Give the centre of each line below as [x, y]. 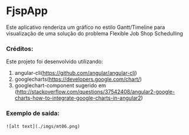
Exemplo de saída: [33, 113]
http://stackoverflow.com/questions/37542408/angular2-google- [96, 92]
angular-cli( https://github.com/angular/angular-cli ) [76, 73]
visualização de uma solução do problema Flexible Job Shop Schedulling [95, 33]
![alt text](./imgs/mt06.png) [43, 126]
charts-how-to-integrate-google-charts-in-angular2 [78, 98]
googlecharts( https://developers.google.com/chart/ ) [78, 79]
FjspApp [27, 11]
